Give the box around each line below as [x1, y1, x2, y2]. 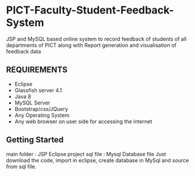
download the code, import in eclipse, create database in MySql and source [6, 157, 189, 164]
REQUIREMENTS [6, 65, 68, 75]
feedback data [6, 48, 41, 55]
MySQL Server [14, 99, 51, 106]
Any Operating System [14, 111, 69, 119]
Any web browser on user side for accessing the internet [14, 118, 153, 125]
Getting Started [6, 135, 64, 145]
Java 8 [14, 93, 31, 100]
